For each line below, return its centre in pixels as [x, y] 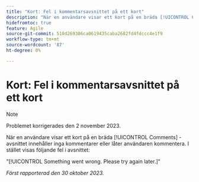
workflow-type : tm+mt [33, 39]
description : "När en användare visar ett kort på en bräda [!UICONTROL [98, 17]
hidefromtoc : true [29, 23]
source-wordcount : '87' [36, 45]
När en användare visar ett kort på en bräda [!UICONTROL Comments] [92, 137]
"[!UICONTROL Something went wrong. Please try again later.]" [84, 161]
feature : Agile [25, 28]
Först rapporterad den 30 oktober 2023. [55, 172]
